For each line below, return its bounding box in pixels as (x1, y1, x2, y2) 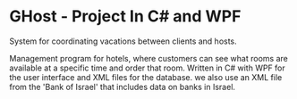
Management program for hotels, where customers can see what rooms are (9, 53, 288, 63)
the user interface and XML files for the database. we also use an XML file (9, 71, 283, 82)
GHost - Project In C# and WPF (9, 6, 242, 27)
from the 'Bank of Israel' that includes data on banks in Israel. (9, 81, 235, 92)
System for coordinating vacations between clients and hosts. (9, 36, 237, 46)
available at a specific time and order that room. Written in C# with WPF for (9, 62, 286, 73)
